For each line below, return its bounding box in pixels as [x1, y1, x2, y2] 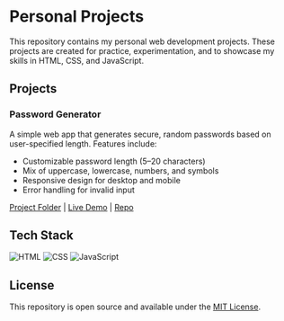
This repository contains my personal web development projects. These [9, 36, 276, 47]
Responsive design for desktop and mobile [22, 174, 182, 185]
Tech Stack [9, 227, 74, 244]
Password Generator [9, 108, 102, 120]
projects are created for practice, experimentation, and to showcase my [9, 45, 275, 56]
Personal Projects [9, 6, 145, 27]
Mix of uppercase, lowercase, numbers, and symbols [22, 165, 219, 176]
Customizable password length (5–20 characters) [22, 156, 206, 166]
